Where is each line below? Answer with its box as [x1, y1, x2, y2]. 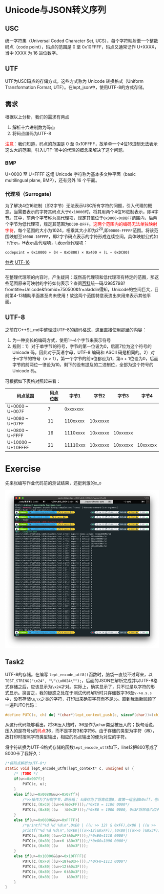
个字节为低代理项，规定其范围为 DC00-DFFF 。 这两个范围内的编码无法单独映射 [5, 221, 158, 227]
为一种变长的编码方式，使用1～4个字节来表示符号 [12, 337, 111, 343]
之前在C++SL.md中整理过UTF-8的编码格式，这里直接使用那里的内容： [5, 326, 147, 333]
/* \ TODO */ [14, 771, 38, 776]
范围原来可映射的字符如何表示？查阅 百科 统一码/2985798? [9, 280, 125, 286]
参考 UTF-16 [5, 259, 30, 265]
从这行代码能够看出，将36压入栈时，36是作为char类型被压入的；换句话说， [5, 722, 158, 728]
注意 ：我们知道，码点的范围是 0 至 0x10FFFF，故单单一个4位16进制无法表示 [5, 140, 158, 147]
